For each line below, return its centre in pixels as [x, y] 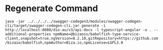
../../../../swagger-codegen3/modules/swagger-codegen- [85, 21]
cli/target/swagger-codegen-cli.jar [42, 25]
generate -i [93, 25]
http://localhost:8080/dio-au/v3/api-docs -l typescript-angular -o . [78, 30]
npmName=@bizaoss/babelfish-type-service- [97, 34]
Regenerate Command [52, 8]
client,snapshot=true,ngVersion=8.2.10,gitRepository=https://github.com [82, 38]
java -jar [15, 21]
